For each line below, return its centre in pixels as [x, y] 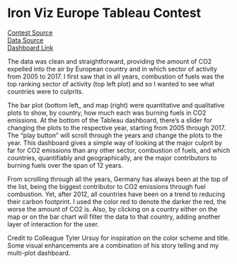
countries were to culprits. [45, 91]
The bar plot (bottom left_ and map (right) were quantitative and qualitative [116, 105]
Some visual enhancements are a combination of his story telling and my [113, 245]
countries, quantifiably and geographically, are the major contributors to [112, 158]
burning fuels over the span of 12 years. [65, 165]
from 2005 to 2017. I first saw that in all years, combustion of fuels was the [116, 76]
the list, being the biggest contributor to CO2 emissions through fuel [107, 186]
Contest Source [30, 33]
